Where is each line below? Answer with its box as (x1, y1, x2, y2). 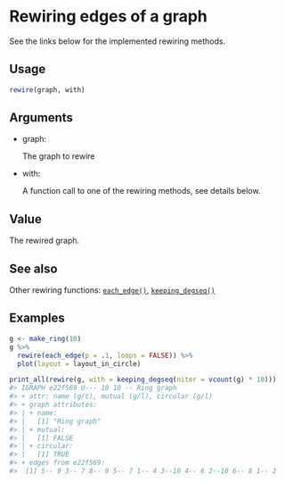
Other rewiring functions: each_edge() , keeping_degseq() (9, 285, 216, 296)
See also (9, 261, 58, 276)
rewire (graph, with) (9, 85, 86, 95)
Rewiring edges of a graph (9, 6, 208, 27)
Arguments (9, 110, 74, 126)
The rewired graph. (9, 235, 80, 246)
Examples (9, 311, 65, 326)
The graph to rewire (21, 151, 95, 162)
